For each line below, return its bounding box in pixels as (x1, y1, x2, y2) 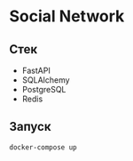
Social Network (9, 6, 125, 27)
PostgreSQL (21, 85, 66, 94)
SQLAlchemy (21, 75, 70, 85)
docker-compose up (9, 142, 77, 152)
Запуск (9, 119, 51, 134)
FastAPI (21, 65, 51, 76)
